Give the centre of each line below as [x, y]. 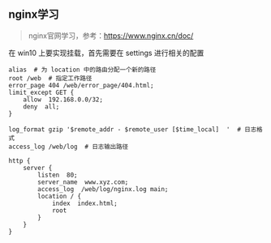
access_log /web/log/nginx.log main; [103, 189]
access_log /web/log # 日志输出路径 [68, 147]
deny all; [41, 107]
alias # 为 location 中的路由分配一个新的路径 [82, 70]
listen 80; [58, 175]
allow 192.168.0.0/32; [63, 100]
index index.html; [84, 203]
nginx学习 [34, 15]
